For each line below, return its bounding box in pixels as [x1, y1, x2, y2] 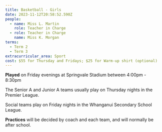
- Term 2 [9, 44, 28, 49]
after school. [5, 122, 31, 128]
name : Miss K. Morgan [14, 35, 59, 40]
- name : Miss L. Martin [9, 21, 59, 26]
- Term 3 [9, 49, 28, 54]
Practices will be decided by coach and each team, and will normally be [5, 117, 154, 123]
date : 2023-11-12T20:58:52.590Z [5, 12, 72, 17]
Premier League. [5, 92, 39, 98]
